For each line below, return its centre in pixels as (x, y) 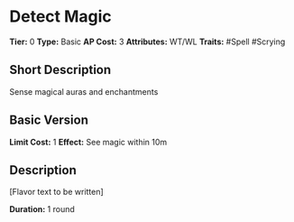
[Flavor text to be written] (56, 192)
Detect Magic (61, 17)
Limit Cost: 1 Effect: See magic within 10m (88, 142)
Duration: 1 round (42, 209)
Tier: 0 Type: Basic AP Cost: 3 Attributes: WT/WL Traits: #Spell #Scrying (147, 42)
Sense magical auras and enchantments (84, 91)
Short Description (60, 70)
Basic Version (49, 120)
